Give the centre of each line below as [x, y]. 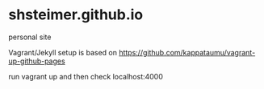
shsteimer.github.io [76, 15]
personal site [30, 37]
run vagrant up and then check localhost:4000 [86, 76]
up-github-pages [37, 61]
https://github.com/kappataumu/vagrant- [187, 52]
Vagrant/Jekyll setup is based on [63, 52]
